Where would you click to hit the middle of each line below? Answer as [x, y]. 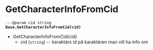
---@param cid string [28, 23]
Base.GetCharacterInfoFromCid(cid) [43, 27]
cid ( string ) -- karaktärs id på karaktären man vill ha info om [84, 42]
